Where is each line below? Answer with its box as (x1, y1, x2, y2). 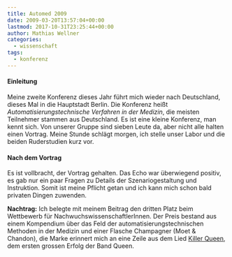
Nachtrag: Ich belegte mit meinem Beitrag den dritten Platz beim (7, 205, 194, 213)
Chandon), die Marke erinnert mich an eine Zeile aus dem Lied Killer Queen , (7, 235, 226, 243)
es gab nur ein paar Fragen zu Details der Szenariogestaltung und (7, 176, 197, 185)
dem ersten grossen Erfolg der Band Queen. (7, 242, 135, 250)
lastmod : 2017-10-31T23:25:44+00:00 (7, 23, 114, 30)
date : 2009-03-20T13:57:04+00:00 (7, 17, 105, 24)
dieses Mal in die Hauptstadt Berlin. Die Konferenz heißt (7, 100, 168, 108)
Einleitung (7, 78, 38, 86)
